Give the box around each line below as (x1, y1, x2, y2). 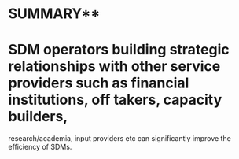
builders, (8, 108, 68, 126)
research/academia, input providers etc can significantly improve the (8, 134, 232, 143)
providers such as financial (8, 74, 189, 92)
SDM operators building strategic (8, 41, 230, 59)
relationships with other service (8, 57, 221, 76)
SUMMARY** (8, 5, 101, 23)
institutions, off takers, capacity (8, 91, 222, 109)
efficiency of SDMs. (8, 142, 72, 152)
